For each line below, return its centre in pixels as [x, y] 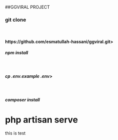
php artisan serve [41, 120]
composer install [22, 100]
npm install [17, 53]
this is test [15, 133]
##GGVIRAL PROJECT [28, 7]
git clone [16, 20]
